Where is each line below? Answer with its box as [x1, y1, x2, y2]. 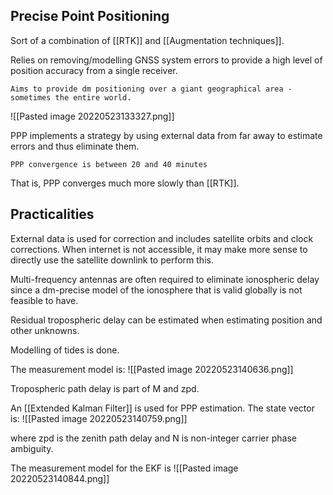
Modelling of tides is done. [10, 344, 120, 356]
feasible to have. [10, 294, 79, 306]
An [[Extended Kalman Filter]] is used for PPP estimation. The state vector [10, 402, 315, 414]
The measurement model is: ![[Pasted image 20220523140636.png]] [10, 363, 294, 375]
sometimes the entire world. [10, 92, 132, 103]
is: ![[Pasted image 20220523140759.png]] [10, 412, 188, 424]
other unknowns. [10, 324, 80, 336]
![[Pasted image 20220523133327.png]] [10, 110, 175, 122]
